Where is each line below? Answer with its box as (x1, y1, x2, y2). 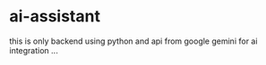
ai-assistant (9, 6, 101, 27)
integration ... (9, 45, 58, 55)
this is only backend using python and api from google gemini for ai (9, 36, 258, 46)
